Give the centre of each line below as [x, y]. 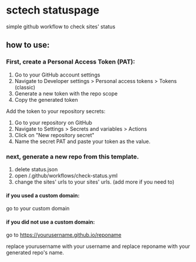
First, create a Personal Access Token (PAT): [71, 62]
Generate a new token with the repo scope [66, 93]
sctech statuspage [53, 10]
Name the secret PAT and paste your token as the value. [82, 141]
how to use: [28, 45]
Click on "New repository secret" [55, 135]
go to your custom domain [38, 208]
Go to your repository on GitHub [53, 122]
